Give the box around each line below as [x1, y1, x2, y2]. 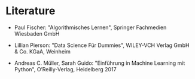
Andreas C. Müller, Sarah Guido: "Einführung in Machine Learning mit [14, 59, 185, 67]
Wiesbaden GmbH [14, 30, 60, 37]
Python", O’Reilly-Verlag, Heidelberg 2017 [14, 65, 117, 72]
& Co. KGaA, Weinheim [14, 48, 71, 55]
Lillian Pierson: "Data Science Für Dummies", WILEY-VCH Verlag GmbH [14, 42, 190, 49]
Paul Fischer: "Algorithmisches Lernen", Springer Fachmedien [14, 24, 167, 31]
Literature [5, 4, 56, 18]
